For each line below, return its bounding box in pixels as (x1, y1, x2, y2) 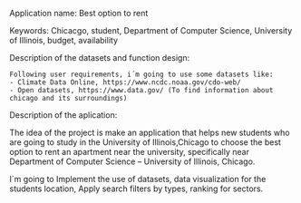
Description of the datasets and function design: (9, 53, 190, 63)
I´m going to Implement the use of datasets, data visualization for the (9, 174, 267, 184)
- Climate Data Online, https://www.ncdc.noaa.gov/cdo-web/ (9, 78, 242, 87)
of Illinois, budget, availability (9, 35, 119, 45)
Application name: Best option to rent (9, 8, 149, 18)
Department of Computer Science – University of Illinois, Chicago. (9, 156, 256, 167)
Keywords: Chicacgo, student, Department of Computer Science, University (9, 25, 293, 35)
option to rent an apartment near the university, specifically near (9, 147, 249, 157)
